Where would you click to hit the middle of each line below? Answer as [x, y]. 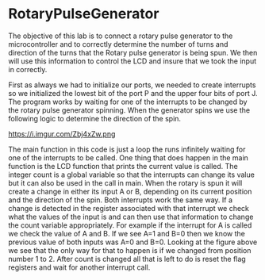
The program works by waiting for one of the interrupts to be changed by [128, 102]
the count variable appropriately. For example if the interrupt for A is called [130, 225]
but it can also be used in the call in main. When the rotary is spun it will [125, 182]
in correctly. [28, 69]
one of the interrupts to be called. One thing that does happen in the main [128, 157]
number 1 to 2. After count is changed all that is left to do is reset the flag [127, 259]
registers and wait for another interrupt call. [79, 267]
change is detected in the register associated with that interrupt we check [129, 208]
